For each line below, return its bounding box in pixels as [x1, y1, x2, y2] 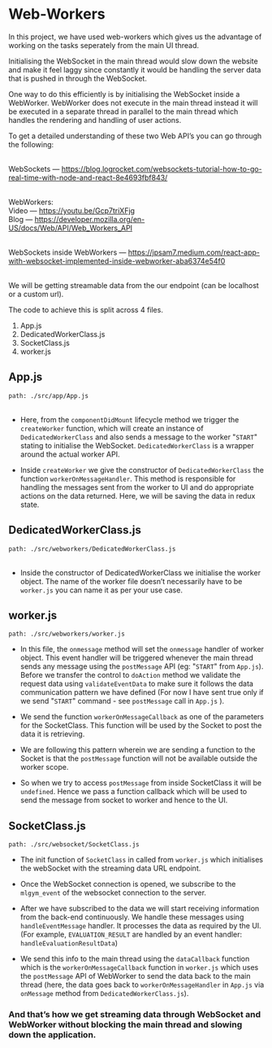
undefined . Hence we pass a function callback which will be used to [19, 787, 248, 797]
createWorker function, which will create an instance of [19, 423, 205, 433]
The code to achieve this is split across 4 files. [8, 304, 164, 314]
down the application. [8, 1029, 97, 1041]
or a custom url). [8, 289, 64, 299]
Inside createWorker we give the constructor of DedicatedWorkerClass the [19, 465, 264, 474]
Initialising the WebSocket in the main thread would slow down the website [8, 56, 258, 66]
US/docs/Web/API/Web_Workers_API [8, 223, 132, 233]
